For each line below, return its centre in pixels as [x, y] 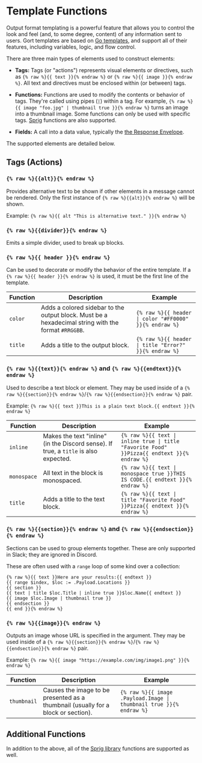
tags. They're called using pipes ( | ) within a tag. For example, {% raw [100, 101]
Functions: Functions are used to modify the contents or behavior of [100, 94]
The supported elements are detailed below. [61, 143]
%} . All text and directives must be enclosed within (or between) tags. [100, 83]
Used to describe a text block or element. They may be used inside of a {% [98, 388]
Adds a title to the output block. [85, 345]
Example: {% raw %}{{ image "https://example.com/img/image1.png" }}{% [98, 660]
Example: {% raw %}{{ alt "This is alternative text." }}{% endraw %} [96, 215]
